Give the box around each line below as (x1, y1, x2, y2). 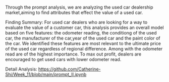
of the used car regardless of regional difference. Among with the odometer (5, 46, 163, 51)
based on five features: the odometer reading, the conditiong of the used (5, 30, 157, 35)
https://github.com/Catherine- (38, 66, 101, 72)
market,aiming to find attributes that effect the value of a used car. (5, 9, 143, 15)
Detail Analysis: (5, 66, 37, 72)
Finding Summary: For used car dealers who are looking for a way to (5, 19, 148, 25)
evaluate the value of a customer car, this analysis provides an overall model (5, 24, 164, 30)
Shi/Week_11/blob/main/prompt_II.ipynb (5, 71, 87, 77)
